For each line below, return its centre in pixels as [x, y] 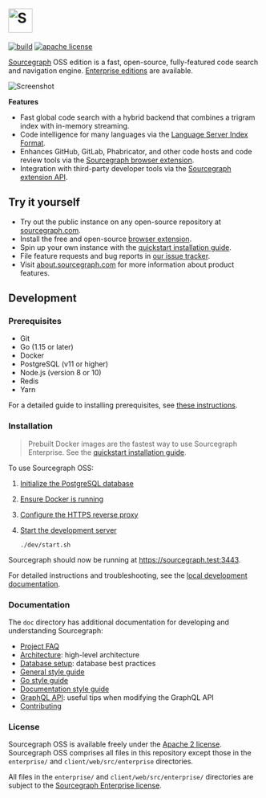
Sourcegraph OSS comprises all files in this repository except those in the [130, 753]
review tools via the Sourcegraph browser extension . [107, 160]
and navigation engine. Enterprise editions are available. [101, 70]
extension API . [44, 177]
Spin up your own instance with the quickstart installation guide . [126, 247]
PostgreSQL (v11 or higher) [64, 364]
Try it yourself [44, 202]
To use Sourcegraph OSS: [51, 468]
